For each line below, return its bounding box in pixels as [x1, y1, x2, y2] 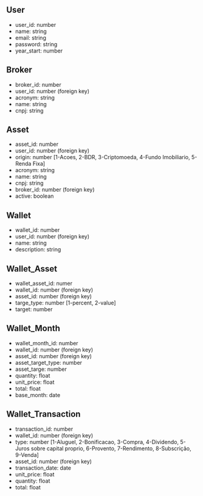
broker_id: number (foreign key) [15, 186, 95, 193]
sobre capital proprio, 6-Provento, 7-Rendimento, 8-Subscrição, [30, 445, 191, 452]
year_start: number [15, 47, 63, 54]
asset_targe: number [15, 365, 67, 373]
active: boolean [15, 192, 54, 200]
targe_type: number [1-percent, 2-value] [15, 299, 117, 307]
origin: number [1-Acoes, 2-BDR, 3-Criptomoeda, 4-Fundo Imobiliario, [15, 154, 190, 161]
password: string [15, 40, 58, 48]
